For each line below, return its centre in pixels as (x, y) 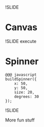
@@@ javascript (21, 74)
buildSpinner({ (21, 79)
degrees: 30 (26, 96)
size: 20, (24, 92)
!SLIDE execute (21, 41)
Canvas (21, 27)
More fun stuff (20, 120)
